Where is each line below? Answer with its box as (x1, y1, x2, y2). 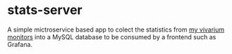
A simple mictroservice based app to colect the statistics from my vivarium (7, 25, 225, 34)
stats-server (7, 2, 83, 18)
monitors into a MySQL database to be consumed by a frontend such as (7, 32, 216, 41)
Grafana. (7, 40, 33, 48)
